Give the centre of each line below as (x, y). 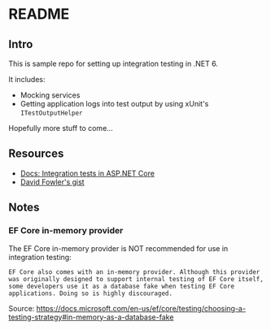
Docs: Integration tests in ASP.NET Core (87, 173)
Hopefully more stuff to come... (61, 128)
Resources (36, 154)
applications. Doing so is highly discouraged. (91, 293)
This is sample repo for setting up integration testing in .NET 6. (113, 63)
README (39, 14)
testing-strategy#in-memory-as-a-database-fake (91, 317)
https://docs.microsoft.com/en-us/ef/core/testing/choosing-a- (141, 308)
